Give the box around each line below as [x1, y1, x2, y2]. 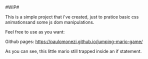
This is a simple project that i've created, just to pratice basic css [5, 14, 139, 19]
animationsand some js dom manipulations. [5, 19, 94, 25]
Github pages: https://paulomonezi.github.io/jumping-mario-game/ [5, 38, 143, 44]
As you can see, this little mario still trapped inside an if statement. [5, 48, 142, 54]
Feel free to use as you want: [5, 29, 65, 34]
